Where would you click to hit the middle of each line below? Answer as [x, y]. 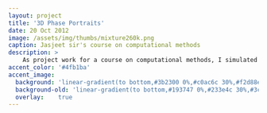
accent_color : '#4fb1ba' [49, 68]
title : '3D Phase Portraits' [56, 23]
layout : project [35, 16]
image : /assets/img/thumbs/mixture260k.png [81, 38]
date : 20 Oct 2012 [39, 30]
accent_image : [32, 75]
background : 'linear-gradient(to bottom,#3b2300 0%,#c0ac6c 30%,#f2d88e [138, 82]
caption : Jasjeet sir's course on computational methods [104, 45]
